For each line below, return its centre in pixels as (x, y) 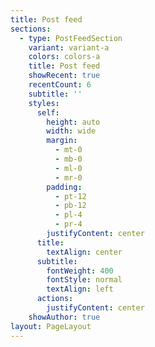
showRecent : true (64, 76)
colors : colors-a (64, 57)
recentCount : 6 (60, 85)
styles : (44, 103)
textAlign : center (84, 252)
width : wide (71, 131)
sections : (31, 29)
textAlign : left (80, 289)
